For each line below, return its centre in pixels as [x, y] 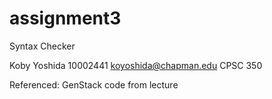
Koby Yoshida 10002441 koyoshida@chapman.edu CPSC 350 [136, 65]
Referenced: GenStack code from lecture [94, 84]
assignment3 [65, 18]
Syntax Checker [42, 46]
